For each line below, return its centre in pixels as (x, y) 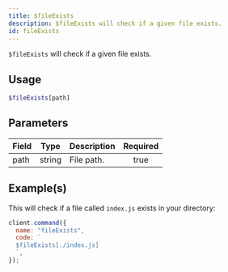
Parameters (38, 123)
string (51, 159)
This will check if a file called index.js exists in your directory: (112, 208)
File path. (87, 159)
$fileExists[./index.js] (57, 245)
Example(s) (38, 188)
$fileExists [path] (39, 98)
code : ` (29, 238)
